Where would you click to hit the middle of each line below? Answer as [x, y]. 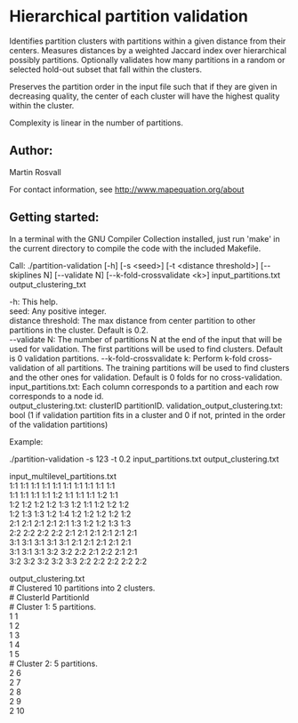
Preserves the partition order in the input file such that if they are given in [143, 86]
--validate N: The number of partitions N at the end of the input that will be [146, 339]
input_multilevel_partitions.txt [63, 476]
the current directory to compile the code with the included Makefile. [135, 248]
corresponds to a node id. [56, 396]
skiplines [25, 275]
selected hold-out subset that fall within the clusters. [106, 69]
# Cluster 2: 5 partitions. [53, 663]
